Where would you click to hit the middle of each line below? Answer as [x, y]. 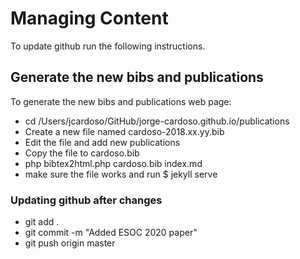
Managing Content [89, 18]
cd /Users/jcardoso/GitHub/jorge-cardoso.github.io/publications [157, 121]
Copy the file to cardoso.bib [82, 153]
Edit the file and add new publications [102, 142]
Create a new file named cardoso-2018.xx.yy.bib [124, 131]
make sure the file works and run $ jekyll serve [121, 174]
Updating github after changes [86, 200]
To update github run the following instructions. [108, 46]
